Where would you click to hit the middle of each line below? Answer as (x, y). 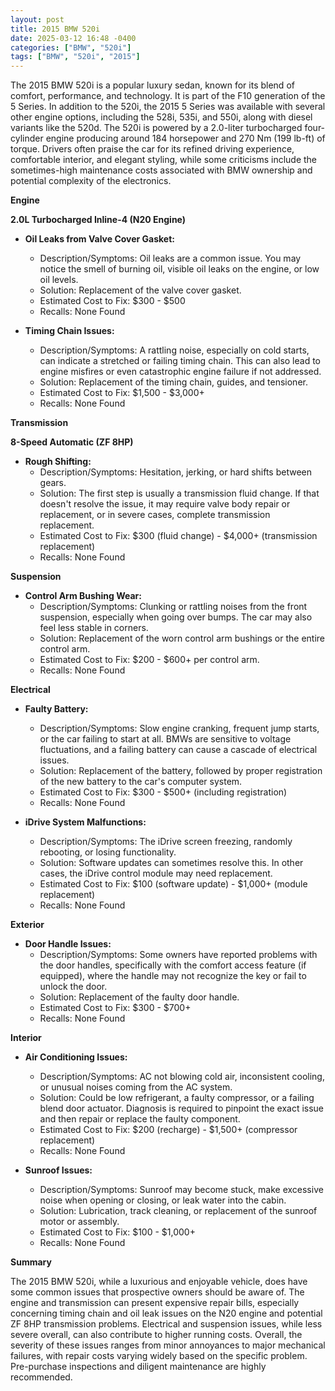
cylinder (27, 138)
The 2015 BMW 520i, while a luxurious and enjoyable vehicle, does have (159, 1282)
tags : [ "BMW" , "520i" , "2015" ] (75, 57)
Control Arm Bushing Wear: (83, 596)
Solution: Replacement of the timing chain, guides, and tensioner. (173, 382)
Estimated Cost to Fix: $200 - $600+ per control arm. (149, 660)
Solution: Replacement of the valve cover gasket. (140, 290)
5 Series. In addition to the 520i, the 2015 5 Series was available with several (168, 107)
